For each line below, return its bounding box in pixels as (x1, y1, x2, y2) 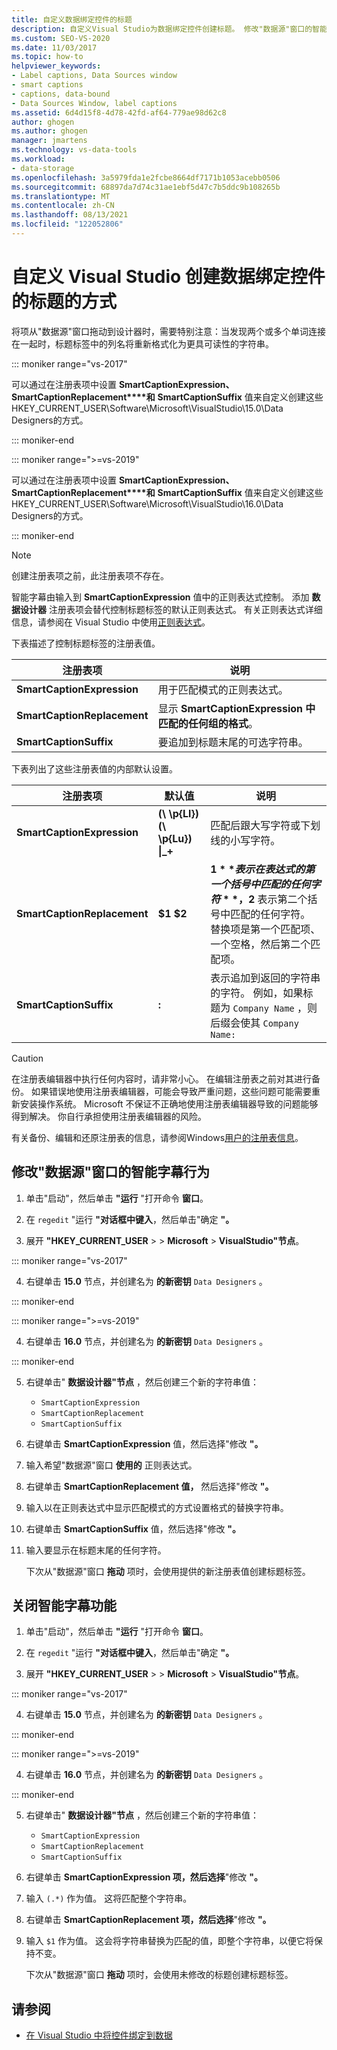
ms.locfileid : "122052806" (11, 219, 124, 230)
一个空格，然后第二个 (210, 937, 311, 951)
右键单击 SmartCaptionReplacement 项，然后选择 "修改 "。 (25, 1914, 272, 1926)
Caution (11, 1052, 44, 1064)
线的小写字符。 (210, 833, 281, 847)
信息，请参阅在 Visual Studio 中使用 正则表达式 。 (11, 616, 211, 628)
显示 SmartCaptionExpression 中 (157, 701, 316, 715)
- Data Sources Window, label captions (11, 98, 178, 108)
